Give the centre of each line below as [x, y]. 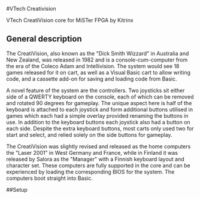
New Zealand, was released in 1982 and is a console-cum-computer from [97, 60]
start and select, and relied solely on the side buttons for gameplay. [89, 134]
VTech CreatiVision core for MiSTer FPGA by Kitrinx [70, 20]
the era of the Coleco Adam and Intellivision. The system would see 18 [93, 66]
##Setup [17, 189]
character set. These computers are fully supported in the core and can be [98, 165]
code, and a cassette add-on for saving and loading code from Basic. [92, 79]
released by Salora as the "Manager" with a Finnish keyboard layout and [95, 159]
